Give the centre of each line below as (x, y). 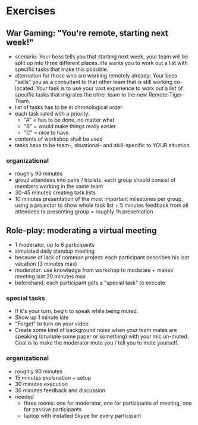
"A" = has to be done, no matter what (69, 120)
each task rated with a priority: (52, 114)
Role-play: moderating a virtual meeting (81, 230)
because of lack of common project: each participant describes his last (102, 258)
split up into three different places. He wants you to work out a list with (101, 63)
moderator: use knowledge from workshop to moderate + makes (94, 270)
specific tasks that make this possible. (62, 69)
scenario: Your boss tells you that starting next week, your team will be (101, 57)
